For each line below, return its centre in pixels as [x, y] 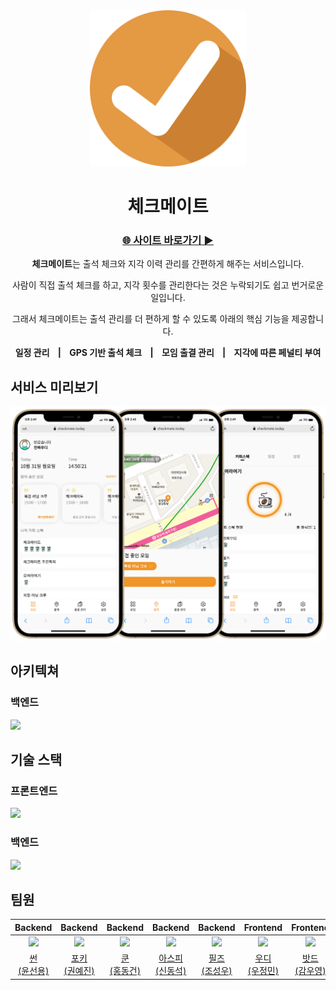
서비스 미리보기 [54, 387]
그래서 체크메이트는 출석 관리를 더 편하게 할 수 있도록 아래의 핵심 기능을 [150, 319]
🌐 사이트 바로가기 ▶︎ [168, 241]
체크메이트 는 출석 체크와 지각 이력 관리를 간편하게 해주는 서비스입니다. [168, 264]
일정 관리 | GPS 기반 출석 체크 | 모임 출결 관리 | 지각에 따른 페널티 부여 [168, 353]
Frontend [263, 927]
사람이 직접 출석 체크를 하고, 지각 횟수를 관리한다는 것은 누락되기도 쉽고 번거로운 [168, 285]
